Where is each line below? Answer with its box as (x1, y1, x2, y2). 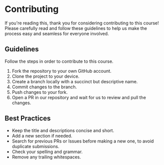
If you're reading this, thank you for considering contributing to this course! (4, 20, 159, 26)
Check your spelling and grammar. (11, 149, 83, 155)
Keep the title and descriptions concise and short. (11, 127, 114, 133)
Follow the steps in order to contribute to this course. (4, 58, 114, 64)
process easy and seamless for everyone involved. (4, 30, 109, 36)
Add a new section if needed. (11, 133, 73, 139)
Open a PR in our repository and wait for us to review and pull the (11, 94, 147, 100)
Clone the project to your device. (11, 73, 80, 79)
